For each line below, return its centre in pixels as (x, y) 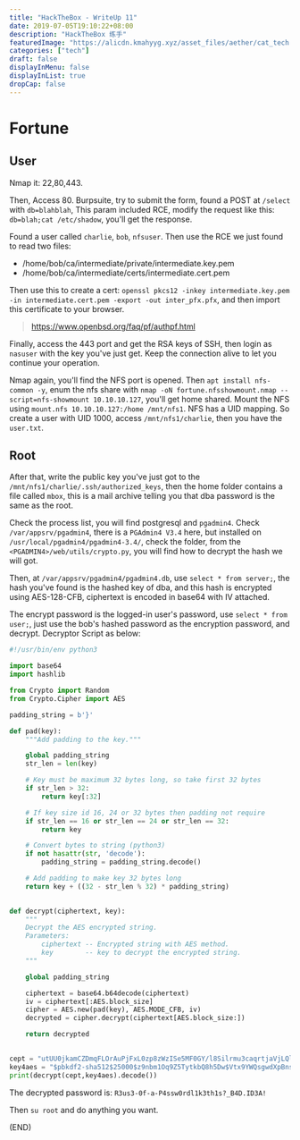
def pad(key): (36, 731)
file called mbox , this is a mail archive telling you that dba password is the (142, 496)
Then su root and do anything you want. (84, 1110)
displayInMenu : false (50, 68)
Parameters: (47, 936)
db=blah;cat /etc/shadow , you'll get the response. (101, 219)
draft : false (33, 59)
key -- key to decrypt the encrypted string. (142, 953)
